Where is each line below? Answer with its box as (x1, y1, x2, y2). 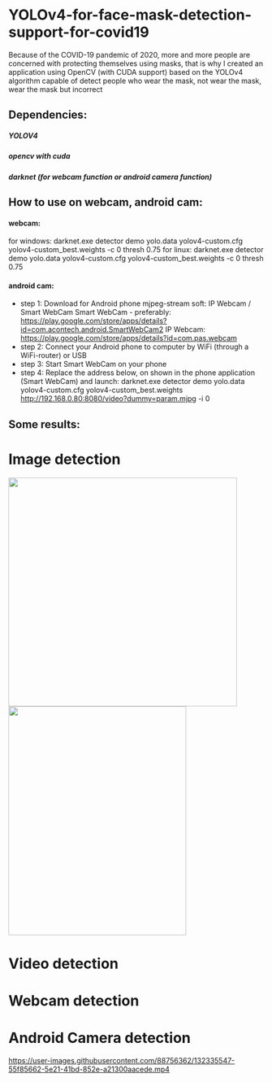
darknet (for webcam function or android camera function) (8, 172, 213, 181)
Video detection (8, 954, 119, 973)
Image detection (8, 450, 121, 469)
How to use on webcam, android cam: (8, 195, 203, 209)
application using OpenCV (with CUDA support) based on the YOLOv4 (8, 67, 244, 76)
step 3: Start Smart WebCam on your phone (19, 360, 167, 369)
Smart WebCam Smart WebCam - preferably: (19, 308, 172, 317)
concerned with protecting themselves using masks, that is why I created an (8, 59, 264, 68)
